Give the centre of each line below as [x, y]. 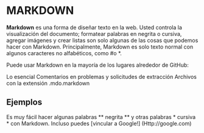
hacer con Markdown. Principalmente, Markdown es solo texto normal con [100, 47]
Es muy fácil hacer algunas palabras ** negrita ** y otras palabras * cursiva [101, 117]
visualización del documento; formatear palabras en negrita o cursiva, [94, 33]
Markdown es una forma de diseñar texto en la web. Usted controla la [94, 27]
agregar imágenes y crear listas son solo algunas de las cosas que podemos [102, 40]
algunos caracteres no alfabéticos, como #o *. [64, 53]
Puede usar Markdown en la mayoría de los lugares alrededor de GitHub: [97, 65]
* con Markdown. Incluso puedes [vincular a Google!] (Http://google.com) [99, 123]
